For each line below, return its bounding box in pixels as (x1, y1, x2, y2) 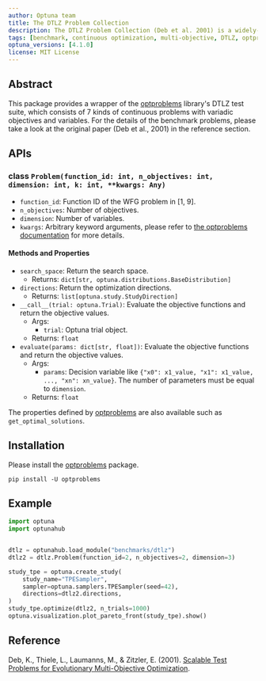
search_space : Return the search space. (19, 266, 149, 276)
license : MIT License (8, 48, 80, 56)
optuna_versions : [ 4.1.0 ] (8, 41, 93, 49)
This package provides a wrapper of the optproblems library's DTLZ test (8, 98, 244, 108)
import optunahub (8, 525, 66, 533)
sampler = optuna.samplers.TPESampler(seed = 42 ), (22, 583, 179, 591)
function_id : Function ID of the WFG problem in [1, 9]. (19, 196, 196, 206)
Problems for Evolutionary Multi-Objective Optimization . (8, 663, 190, 673)
